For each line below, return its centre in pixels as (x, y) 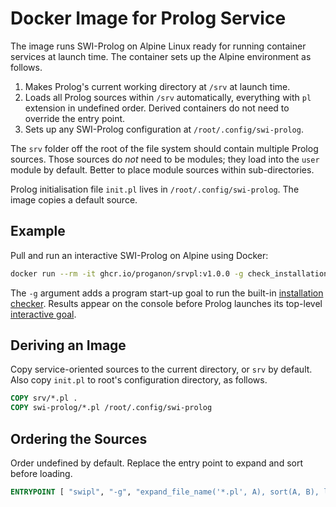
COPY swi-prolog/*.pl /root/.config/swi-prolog (111, 408)
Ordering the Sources (79, 438)
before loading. (41, 473)
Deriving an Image (68, 345)
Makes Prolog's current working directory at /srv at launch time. (157, 86)
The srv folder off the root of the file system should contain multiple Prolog (164, 148)
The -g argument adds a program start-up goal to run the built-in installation (167, 293)
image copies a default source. (74, 199)
